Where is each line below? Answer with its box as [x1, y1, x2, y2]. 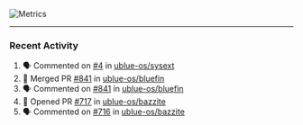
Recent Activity [9, 39, 79, 51]
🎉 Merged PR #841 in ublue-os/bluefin [22, 73, 165, 85]
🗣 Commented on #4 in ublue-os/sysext [22, 60, 175, 71]
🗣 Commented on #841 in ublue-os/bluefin [22, 84, 184, 94]
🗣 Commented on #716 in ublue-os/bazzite [22, 106, 185, 117]
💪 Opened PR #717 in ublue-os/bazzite [22, 96, 167, 107]
